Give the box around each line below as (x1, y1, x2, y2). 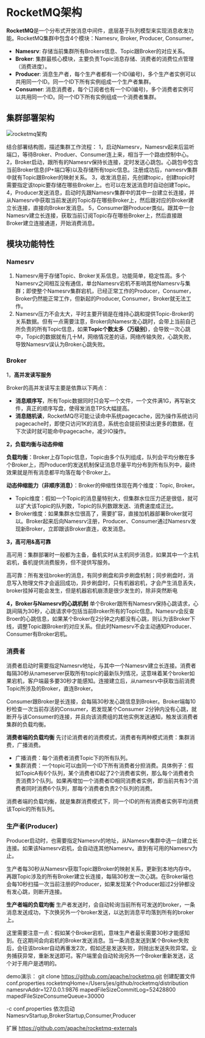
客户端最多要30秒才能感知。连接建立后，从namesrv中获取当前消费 (27, 678, 195, 685)
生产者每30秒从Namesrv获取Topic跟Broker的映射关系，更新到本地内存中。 (6, 865, 195, 873)
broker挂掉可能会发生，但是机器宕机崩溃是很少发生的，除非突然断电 (6, 587, 178, 594)
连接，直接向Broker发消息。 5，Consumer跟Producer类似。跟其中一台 (16, 204, 195, 211)
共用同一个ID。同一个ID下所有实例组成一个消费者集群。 (20, 93, 160, 101)
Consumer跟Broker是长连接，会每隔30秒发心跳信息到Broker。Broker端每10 (6, 698, 196, 705)
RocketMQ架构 (6, 5, 82, 20)
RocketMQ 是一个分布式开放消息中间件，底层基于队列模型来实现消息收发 (6, 27, 189, 34)
